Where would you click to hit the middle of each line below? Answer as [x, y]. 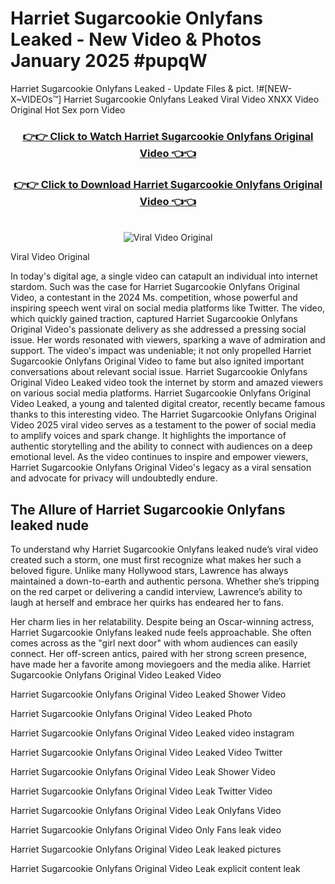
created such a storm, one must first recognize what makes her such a [156, 559]
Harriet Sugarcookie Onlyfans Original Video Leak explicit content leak [155, 868]
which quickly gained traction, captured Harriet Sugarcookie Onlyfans [154, 319]
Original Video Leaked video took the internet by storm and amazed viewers [167, 383]
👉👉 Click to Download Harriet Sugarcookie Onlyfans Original [168, 184]
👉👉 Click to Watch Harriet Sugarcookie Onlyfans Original [168, 136]
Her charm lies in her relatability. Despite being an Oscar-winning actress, [162, 621]
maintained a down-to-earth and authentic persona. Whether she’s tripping [165, 581]
